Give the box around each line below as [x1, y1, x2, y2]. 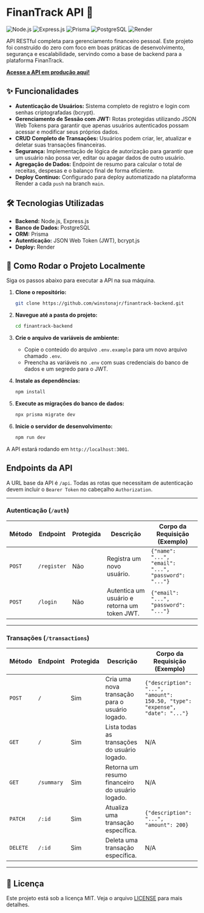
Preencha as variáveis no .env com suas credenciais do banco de [24, 359, 189, 367]
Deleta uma [105, 836, 138, 844]
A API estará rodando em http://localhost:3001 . [6, 445, 129, 452]
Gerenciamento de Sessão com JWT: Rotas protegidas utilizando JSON [15, 115, 197, 122]
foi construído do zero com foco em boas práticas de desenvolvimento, [6, 44, 185, 51]
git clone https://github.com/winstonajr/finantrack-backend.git [15, 300, 184, 306]
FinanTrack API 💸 [6, 5, 93, 19]
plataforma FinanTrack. [6, 57, 64, 64]
